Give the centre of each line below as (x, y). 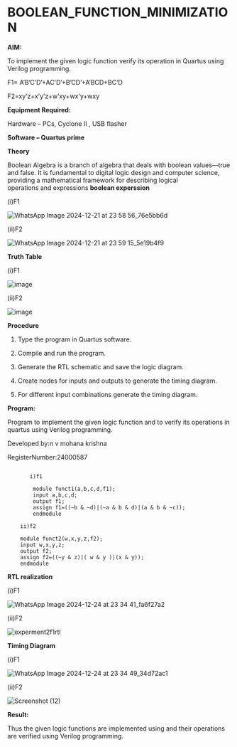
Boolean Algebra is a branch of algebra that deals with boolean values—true (119, 165)
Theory (18, 151)
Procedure (23, 325)
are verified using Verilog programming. (66, 736)
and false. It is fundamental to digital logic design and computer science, (114, 172)
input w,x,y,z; (43, 545)
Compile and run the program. (62, 353)
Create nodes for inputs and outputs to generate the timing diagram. (117, 381)
